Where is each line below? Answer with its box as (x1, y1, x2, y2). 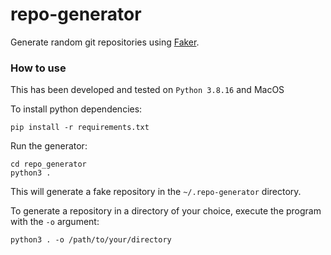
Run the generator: (10, 140, 88, 152)
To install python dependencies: (10, 103, 143, 115)
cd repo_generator (10, 159, 87, 170)
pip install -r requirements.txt (10, 123, 150, 133)
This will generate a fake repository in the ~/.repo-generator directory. (10, 186, 302, 198)
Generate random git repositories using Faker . (10, 36, 200, 48)
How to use (10, 61, 67, 75)
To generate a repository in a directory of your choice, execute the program (10, 205, 322, 217)
